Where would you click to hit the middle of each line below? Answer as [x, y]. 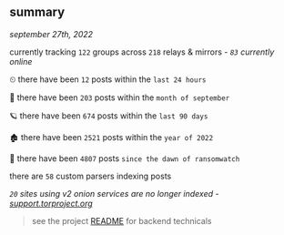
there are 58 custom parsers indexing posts [91, 176]
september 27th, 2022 [51, 34]
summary [37, 12]
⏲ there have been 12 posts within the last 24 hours [108, 79]
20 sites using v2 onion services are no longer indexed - [114, 193]
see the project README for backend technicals [122, 220]
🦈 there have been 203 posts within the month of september [120, 97]
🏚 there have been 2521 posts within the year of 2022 [112, 137]
